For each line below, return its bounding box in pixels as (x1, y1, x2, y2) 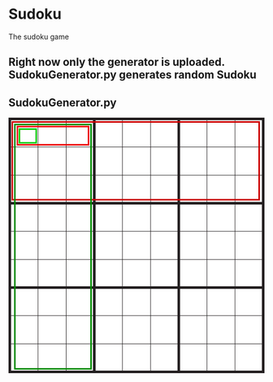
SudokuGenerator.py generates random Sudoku (8, 68, 258, 82)
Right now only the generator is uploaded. (8, 55, 225, 69)
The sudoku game (8, 32, 69, 41)
